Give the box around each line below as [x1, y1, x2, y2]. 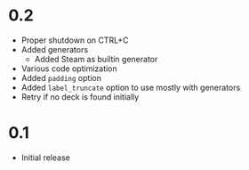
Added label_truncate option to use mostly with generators [20, 82, 241, 93]
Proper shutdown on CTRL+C [20, 35, 129, 45]
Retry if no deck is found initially [20, 91, 140, 102]
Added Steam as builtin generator [34, 53, 158, 64]
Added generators [20, 44, 89, 54]
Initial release [20, 152, 70, 163]
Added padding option [20, 72, 101, 83]
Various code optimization [20, 63, 117, 74]
